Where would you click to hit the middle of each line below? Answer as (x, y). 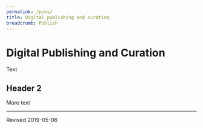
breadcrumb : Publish (32, 23)
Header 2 (24, 88)
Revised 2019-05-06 (32, 120)
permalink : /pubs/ (29, 12)
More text (18, 103)
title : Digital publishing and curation (58, 17)
